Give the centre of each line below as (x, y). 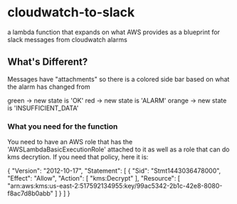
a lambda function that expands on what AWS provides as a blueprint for (114, 32)
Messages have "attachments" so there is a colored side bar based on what (118, 79)
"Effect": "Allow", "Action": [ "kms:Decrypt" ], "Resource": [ (94, 178)
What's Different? (48, 62)
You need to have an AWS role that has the (70, 142)
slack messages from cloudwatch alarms (68, 39)
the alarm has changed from (49, 87)
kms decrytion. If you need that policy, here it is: (78, 157)
